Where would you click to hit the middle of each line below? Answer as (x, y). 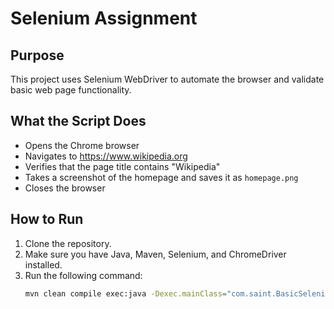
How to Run (47, 219)
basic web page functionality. (71, 90)
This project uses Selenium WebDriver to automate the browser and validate (167, 79)
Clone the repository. (68, 243)
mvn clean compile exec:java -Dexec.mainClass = (125, 293)
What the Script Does (78, 121)
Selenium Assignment (104, 18)
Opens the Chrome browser (82, 145)
